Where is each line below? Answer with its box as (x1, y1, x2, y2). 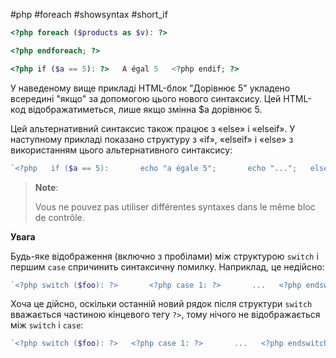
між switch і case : (10, 319, 84, 331)
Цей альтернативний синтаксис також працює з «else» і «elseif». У (10, 122, 296, 134)
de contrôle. (34, 211, 85, 223)
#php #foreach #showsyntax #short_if (10, 9, 168, 20)
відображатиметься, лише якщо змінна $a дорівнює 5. (28, 103, 263, 115)
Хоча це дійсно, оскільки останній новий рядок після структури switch (10, 298, 313, 310)
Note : (34, 181, 59, 193)
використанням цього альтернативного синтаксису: (10, 144, 233, 156)
